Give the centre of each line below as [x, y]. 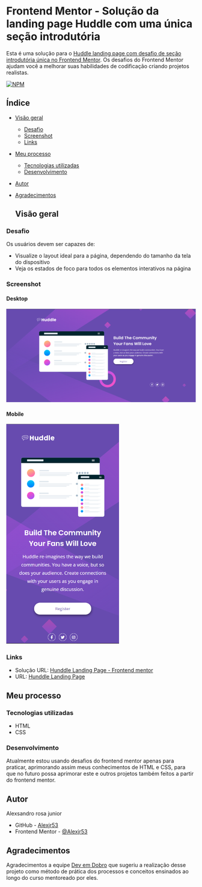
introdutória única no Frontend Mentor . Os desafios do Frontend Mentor [95, 60]
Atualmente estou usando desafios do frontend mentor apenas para [90, 761]
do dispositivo [32, 262]
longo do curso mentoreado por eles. [52, 878]
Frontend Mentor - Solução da [83, 11]
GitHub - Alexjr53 [36, 825]
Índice [18, 103]
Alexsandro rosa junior [34, 814]
